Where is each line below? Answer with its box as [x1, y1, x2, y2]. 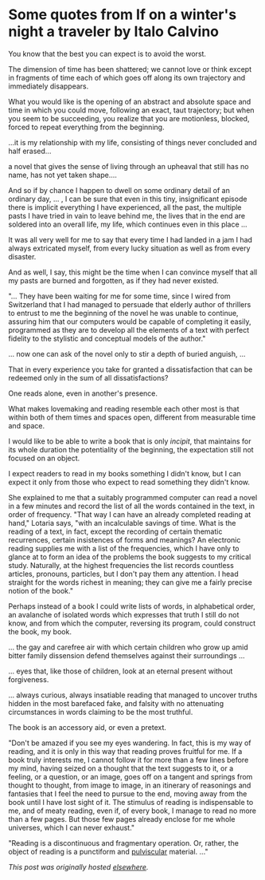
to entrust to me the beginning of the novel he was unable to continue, [8, 308, 239, 318]
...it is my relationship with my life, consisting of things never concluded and [8, 137, 257, 147]
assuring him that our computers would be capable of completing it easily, [8, 317, 251, 326]
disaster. [8, 251, 37, 261]
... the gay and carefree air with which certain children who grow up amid [8, 642, 248, 652]
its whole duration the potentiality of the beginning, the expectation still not [8, 444, 254, 454]
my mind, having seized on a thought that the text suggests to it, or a [8, 764, 234, 773]
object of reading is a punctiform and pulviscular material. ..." [8, 846, 208, 856]
